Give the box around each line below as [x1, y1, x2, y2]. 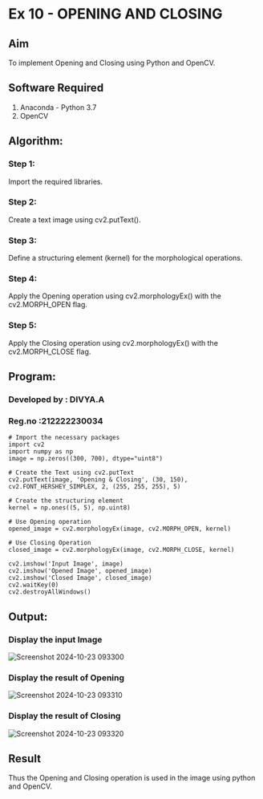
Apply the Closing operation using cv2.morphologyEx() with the [8, 338, 219, 347]
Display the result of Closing [8, 711, 121, 722]
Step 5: [8, 320, 38, 331]
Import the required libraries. [8, 176, 103, 186]
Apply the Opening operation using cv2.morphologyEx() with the [8, 291, 222, 301]
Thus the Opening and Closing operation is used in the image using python [8, 773, 256, 783]
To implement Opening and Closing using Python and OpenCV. [8, 58, 216, 67]
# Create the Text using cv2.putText [8, 468, 135, 477]
